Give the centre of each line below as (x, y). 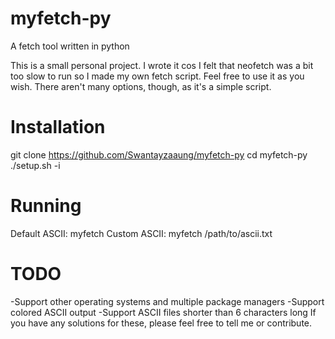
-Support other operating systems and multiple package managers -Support (167, 301)
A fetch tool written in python (70, 46)
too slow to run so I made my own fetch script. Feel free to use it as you (157, 76)
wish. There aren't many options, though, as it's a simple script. (141, 86)
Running (46, 206)
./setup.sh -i (35, 165)
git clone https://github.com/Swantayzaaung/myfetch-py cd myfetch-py (159, 154)
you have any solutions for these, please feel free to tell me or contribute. (161, 323)
